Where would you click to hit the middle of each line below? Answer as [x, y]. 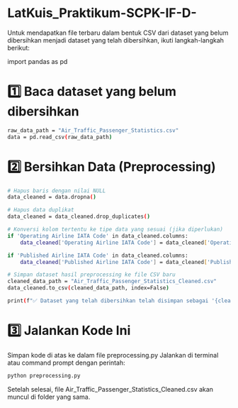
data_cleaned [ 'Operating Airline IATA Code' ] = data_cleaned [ [114, 243]
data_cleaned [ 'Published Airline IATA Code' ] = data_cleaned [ [114, 262]
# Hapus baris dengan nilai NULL [57, 191]
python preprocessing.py [44, 375]
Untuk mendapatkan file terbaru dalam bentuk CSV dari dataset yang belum [118, 33]
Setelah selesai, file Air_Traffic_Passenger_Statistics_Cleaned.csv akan [110, 389]
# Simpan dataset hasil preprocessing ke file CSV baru [91, 275]
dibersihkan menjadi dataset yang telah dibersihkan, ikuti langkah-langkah [116, 40]
